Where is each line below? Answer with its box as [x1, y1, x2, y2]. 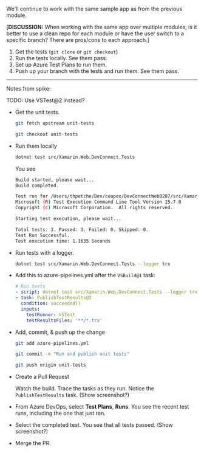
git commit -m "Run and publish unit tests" [15, 351, 130, 358]
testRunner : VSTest [26, 311, 76, 318]
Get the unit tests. [15, 109, 60, 116]
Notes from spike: [6, 85, 51, 92]
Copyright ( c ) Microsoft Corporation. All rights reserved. [15, 205, 174, 211]
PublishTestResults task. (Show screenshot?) [15, 392, 129, 399]
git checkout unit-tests [15, 131, 78, 137]
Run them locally [15, 142, 58, 150]
